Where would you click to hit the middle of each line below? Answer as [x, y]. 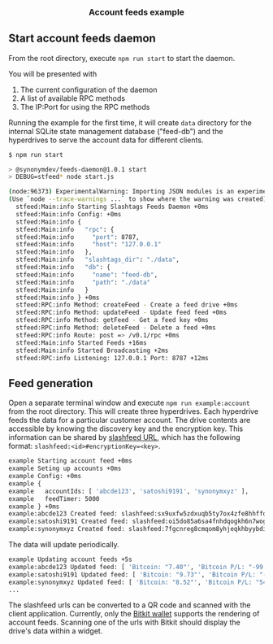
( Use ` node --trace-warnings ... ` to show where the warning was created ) [138, 199]
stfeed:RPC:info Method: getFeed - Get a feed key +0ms [112, 320]
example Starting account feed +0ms [70, 461]
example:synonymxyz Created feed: [67, 529]
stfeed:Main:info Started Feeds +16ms [82, 343]
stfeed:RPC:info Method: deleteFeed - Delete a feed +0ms [116, 328]
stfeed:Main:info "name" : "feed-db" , [87, 275]
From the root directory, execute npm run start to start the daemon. [122, 58]
